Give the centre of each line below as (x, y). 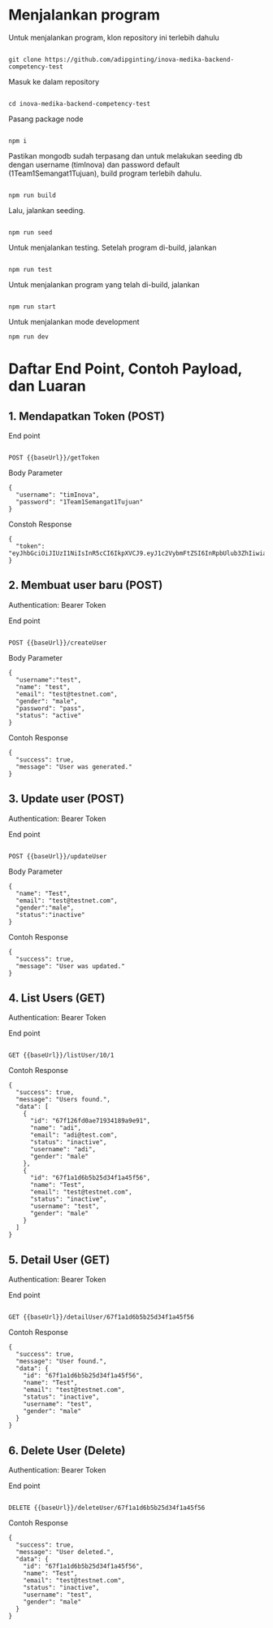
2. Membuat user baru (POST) (86, 585)
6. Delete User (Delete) (67, 1450)
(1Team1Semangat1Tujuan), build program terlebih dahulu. (105, 173)
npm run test (30, 269)
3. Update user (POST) (66, 799)
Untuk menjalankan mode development (74, 321)
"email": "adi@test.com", (74, 1135)
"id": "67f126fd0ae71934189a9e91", (90, 1121)
